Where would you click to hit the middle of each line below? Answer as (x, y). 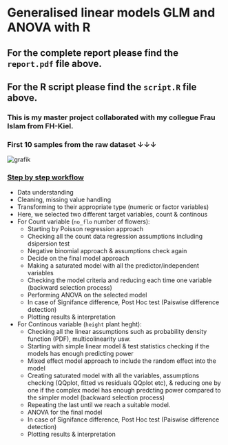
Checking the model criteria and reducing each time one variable (120, 280)
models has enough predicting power (80, 354)
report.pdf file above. (54, 63)
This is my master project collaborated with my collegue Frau (111, 117)
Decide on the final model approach (78, 258)
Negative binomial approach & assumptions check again (107, 251)
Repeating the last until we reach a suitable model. (99, 405)
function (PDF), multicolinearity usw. (79, 339)
